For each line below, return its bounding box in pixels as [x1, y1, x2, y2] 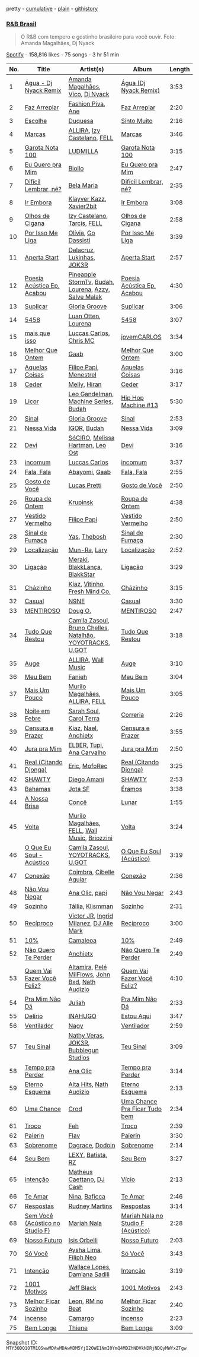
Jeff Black [68, 1284, 97, 1292]
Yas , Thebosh [68, 533, 107, 541]
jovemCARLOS [121, 333, 162, 341]
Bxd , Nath [68, 978, 96, 986]
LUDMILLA [68, 147, 99, 156]
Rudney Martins [68, 1202, 113, 1210]
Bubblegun [68, 1046, 99, 1055]
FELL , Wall [68, 827, 98, 835]
